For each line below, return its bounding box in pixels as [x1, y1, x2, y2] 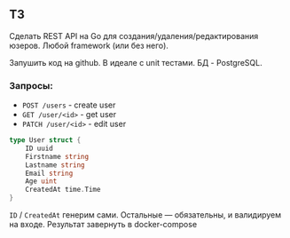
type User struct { [9, 136, 82, 145]
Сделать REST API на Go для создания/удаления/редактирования [9, 30, 259, 41]
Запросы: [9, 79, 53, 91]
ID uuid [25, 144, 53, 153]
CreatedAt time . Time [25, 186, 101, 194]
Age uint [25, 177, 58, 186]
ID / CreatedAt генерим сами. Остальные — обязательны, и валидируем [9, 210, 282, 220]
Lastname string [25, 160, 86, 170]
